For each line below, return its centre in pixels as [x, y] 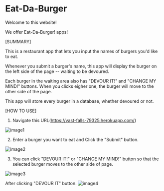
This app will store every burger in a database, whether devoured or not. [80, 101]
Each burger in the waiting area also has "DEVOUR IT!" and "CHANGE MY [81, 81]
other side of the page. [29, 91]
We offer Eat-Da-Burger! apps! [37, 32]
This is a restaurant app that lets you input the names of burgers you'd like [82, 51]
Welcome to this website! [31, 22]
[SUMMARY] [18, 41]
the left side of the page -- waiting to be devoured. [57, 71]
